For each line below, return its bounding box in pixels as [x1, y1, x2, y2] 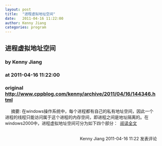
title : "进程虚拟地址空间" [5, 12, 55, 16]
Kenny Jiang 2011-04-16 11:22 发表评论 [80, 135, 157, 141]
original [5, 85, 24, 92]
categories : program [5, 25, 47, 30]
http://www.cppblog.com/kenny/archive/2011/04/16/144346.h [5, 91, 156, 97]
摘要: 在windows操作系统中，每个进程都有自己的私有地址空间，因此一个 [11, 108, 154, 114]
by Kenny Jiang [5, 59, 42, 66]
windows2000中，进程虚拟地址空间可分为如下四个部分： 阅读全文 [5, 120, 137, 126]
